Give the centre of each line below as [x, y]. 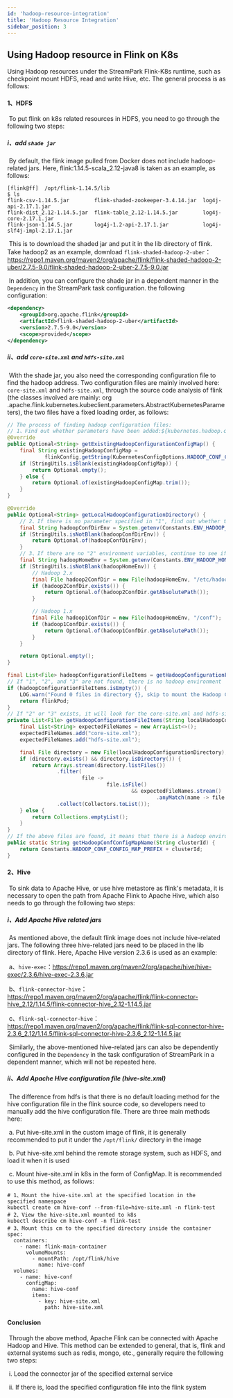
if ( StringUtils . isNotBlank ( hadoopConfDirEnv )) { [93, 534]
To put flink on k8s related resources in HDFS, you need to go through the [114, 119]
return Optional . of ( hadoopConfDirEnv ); [90, 541]
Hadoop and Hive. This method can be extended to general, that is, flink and [116, 1346]
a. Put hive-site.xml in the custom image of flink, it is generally [97, 1132]
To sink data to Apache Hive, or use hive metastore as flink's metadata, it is [116, 888]
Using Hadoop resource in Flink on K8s [93, 55]
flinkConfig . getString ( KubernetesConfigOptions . [116, 457]
